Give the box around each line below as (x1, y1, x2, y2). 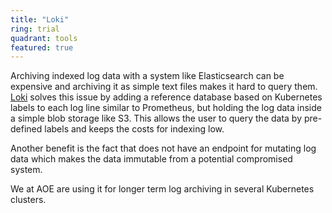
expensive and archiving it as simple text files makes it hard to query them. (10, 81, 318, 93)
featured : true (10, 42, 74, 53)
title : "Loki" (10, 14, 70, 25)
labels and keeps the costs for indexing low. (44, 123, 225, 135)
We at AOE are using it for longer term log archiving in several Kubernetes (10, 183, 315, 195)
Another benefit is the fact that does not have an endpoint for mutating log (10, 142, 317, 155)
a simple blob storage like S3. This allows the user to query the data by (10, 112, 303, 125)
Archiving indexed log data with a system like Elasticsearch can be (10, 70, 285, 82)
